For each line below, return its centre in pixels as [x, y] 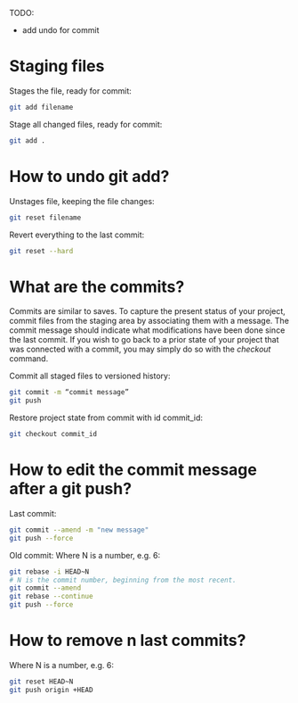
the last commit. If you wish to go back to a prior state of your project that [144, 340]
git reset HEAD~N [41, 682]
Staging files [57, 66]
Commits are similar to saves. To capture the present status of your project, [148, 311]
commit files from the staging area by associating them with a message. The [149, 321]
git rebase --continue [51, 597]
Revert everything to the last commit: [77, 235]
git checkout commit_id [53, 434]
